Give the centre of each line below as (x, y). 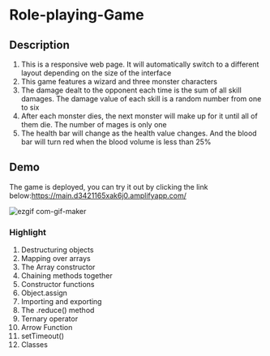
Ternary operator (49, 319)
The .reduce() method (58, 311)
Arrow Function (47, 328)
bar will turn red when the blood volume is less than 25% (116, 142)
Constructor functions (58, 285)
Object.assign (44, 293)
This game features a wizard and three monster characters (119, 81)
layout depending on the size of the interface (96, 73)
